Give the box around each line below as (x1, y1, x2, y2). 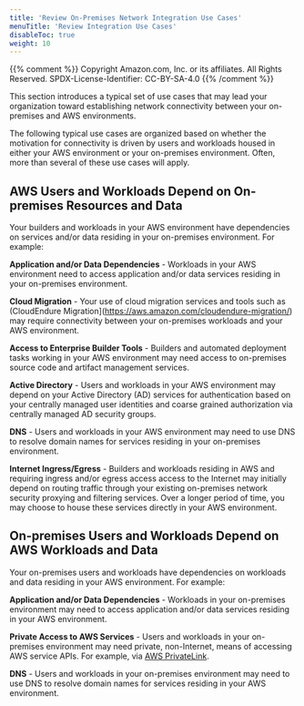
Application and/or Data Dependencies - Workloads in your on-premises (9, 594, 286, 605)
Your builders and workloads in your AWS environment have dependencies (9, 222, 290, 233)
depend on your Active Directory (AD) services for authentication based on (9, 389, 291, 401)
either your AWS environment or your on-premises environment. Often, (9, 148, 276, 159)
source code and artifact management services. (9, 362, 189, 373)
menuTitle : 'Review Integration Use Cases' (9, 22, 177, 31)
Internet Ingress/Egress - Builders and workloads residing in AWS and (9, 464, 275, 475)
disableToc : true (9, 30, 76, 39)
